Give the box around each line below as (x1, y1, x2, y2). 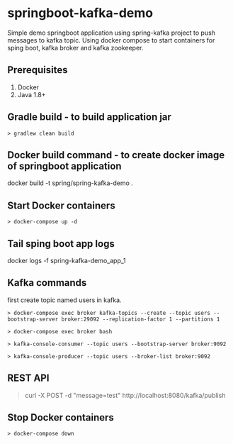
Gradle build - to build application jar (7, 111, 172, 123)
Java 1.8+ (17, 90, 46, 99)
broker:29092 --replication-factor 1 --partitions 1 (61, 316, 220, 323)
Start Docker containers (7, 199, 115, 211)
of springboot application (7, 160, 122, 172)
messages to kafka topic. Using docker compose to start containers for (7, 35, 215, 44)
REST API (7, 372, 50, 384)
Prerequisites (7, 64, 68, 76)
